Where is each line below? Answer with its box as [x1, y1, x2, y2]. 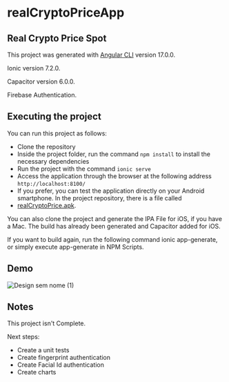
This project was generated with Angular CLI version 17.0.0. [7, 50, 176, 59]
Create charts [17, 368, 57, 376]
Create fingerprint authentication [17, 354, 111, 362]
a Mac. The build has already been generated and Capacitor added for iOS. [7, 222, 221, 230]
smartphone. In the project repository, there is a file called [17, 193, 182, 202]
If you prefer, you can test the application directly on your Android [17, 187, 205, 195]
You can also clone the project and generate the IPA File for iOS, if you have [7, 214, 223, 222]
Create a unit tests [17, 346, 70, 354]
